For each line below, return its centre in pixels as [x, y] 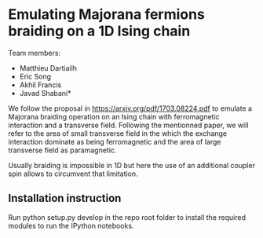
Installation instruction [65, 198]
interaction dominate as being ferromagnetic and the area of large [115, 141]
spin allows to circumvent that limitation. [73, 174]
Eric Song [35, 76]
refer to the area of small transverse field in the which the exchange [118, 133]
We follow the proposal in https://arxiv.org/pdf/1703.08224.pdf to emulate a [130, 108]
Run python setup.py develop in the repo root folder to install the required [127, 217]
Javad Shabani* [45, 93]
